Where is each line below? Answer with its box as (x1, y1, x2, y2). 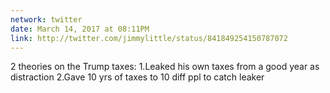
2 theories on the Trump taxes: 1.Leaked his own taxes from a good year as (10, 61, 320, 73)
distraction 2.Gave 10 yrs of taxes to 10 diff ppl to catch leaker (10, 71, 265, 83)
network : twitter (10, 14, 83, 25)
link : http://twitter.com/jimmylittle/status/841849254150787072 (10, 33, 288, 43)
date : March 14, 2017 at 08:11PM (10, 24, 150, 34)
